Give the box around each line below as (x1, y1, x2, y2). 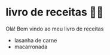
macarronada (14, 43, 48, 50)
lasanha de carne (14, 36, 57, 44)
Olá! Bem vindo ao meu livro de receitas (5, 25, 104, 32)
